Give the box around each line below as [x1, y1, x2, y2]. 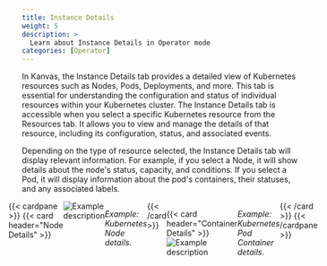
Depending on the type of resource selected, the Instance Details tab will [22, 145, 291, 157]
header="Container [166, 219, 238, 229]
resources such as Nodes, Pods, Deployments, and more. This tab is [22, 81, 275, 91]
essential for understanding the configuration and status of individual [22, 90, 277, 101]
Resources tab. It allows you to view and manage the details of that [22, 118, 270, 130]
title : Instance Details [22, 13, 115, 22]
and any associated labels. [22, 184, 120, 194]
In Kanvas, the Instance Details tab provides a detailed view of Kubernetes [22, 71, 297, 82]
